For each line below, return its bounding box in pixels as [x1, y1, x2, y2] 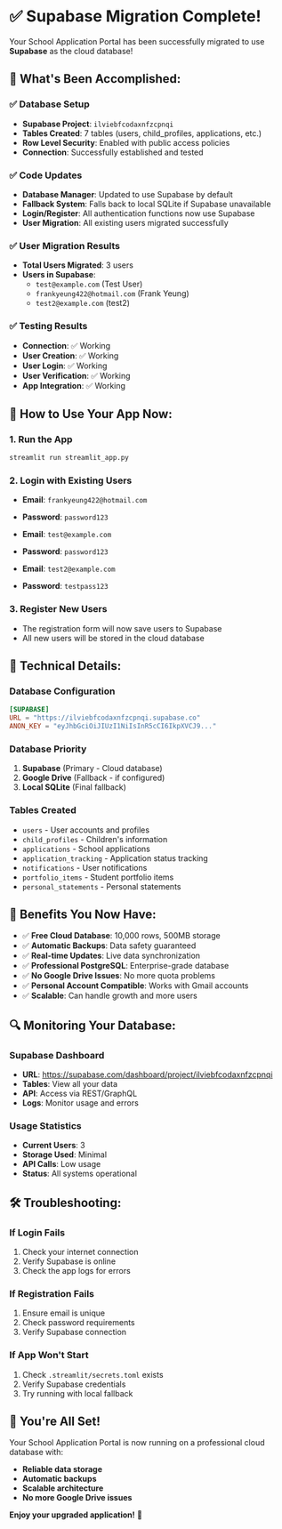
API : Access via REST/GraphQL [21, 1088, 138, 1099]
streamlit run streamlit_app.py [9, 454, 129, 463]
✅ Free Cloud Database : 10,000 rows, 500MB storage [21, 930, 221, 941]
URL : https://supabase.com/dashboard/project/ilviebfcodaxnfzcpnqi [21, 1069, 273, 1080]
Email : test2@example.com [21, 563, 116, 575]
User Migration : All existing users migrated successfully [21, 217, 229, 228]
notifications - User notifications [21, 862, 148, 873]
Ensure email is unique [21, 1308, 105, 1318]
